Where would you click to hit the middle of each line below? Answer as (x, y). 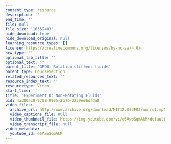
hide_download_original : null (38, 39)
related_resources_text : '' (35, 77)
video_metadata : (23, 129)
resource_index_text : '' (32, 81)
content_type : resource (31, 10)
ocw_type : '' (19, 53)
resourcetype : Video (27, 86)
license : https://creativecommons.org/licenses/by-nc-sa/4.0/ (73, 48)
